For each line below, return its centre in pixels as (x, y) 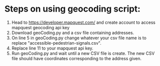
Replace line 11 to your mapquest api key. (52, 48)
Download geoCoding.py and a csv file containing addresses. (73, 33)
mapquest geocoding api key (40, 27)
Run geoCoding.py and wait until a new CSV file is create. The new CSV (83, 53)
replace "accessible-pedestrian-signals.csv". (56, 43)
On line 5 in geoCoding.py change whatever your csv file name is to (79, 38)
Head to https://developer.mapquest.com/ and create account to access (83, 22)
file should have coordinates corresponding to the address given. (76, 58)
